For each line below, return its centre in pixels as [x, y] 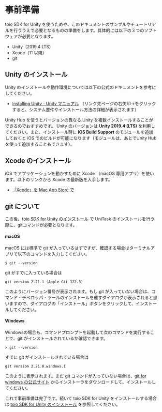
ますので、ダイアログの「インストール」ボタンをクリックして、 [73, 304]
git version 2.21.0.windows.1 [36, 366]
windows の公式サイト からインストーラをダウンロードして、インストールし [81, 382]
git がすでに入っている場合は [33, 273]
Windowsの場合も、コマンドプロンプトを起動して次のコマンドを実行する [78, 332]
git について [22, 206]
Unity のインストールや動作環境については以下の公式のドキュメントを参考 [79, 87]
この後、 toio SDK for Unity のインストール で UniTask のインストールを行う [80, 219]
